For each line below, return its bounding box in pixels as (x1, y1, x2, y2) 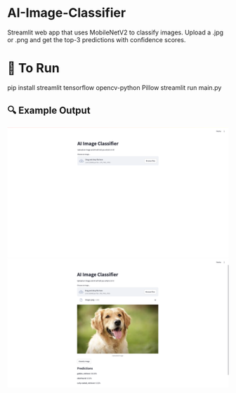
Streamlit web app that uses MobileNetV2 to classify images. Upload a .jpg (7, 28, 223, 36)
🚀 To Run (7, 60, 60, 76)
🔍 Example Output (7, 105, 91, 116)
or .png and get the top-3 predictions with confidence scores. (7, 35, 186, 44)
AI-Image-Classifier (7, 5, 126, 21)
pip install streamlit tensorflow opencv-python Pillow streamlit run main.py (7, 83, 222, 92)
